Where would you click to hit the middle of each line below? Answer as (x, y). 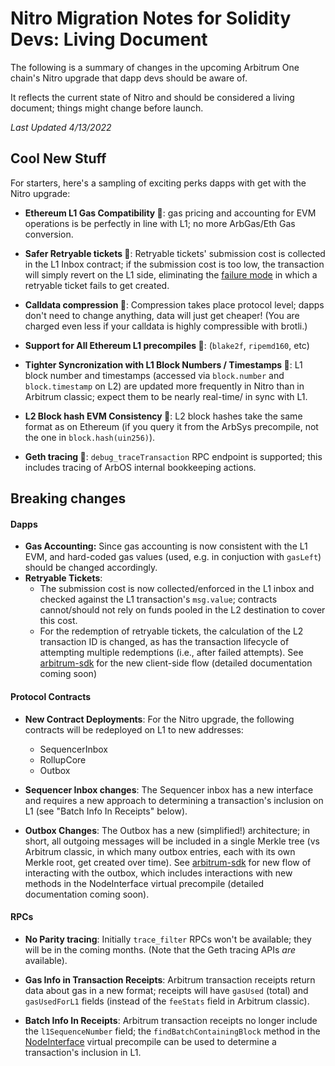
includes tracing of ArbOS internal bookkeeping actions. (140, 467)
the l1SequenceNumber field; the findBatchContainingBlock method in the (172, 1031)
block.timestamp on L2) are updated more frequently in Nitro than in (164, 386)
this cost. (58, 621)
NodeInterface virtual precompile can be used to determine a (150, 1041)
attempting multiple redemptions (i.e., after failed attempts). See (171, 653)
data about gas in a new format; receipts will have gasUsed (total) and (166, 990)
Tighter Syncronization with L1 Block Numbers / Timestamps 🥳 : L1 (163, 364)
